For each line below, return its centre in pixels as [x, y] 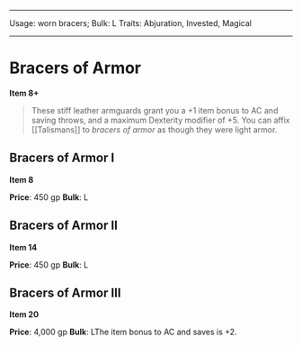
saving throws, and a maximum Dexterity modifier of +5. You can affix [160, 120]
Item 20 [24, 314]
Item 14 [23, 247]
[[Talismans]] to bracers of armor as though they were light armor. [154, 129]
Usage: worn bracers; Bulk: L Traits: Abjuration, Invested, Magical [130, 23]
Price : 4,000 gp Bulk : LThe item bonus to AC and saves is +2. [123, 332]
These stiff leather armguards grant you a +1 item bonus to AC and [155, 110]
